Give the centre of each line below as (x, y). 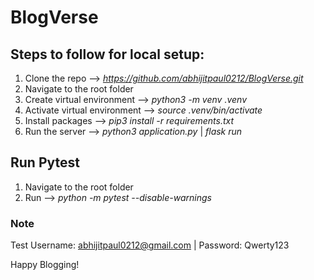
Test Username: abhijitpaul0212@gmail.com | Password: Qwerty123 (150, 245)
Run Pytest (45, 162)
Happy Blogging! (45, 265)
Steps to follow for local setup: (107, 54)
